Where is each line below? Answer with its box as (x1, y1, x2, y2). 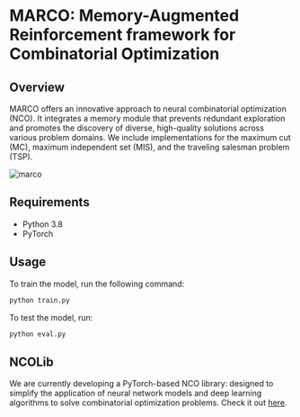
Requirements (9, 195, 90, 210)
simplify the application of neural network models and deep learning (9, 388, 262, 399)
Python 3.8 (22, 218, 63, 230)
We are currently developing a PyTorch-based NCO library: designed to (9, 378, 274, 389)
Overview (9, 79, 66, 95)
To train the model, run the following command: (9, 278, 185, 289)
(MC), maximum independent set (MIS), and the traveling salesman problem (9, 141, 290, 152)
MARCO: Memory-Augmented (9, 5, 240, 26)
